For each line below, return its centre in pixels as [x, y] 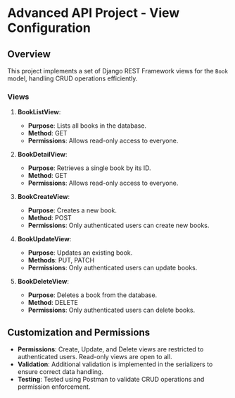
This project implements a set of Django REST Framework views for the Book [118, 71]
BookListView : [39, 112]
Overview [29, 54]
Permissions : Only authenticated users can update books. [113, 268]
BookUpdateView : [44, 239]
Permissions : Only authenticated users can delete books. [112, 310]
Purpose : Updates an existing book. [80, 253]
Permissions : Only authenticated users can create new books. [119, 225]
